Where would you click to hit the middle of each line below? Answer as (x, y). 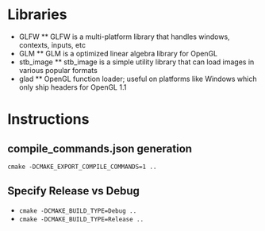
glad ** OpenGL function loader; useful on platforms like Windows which (138, 79)
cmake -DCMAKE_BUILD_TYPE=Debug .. (78, 211)
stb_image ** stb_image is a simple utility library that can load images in (136, 62)
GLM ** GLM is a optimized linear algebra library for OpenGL (118, 53)
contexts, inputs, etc (52, 44)
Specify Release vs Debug (73, 191)
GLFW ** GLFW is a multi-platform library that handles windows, (125, 37)
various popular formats (58, 70)
